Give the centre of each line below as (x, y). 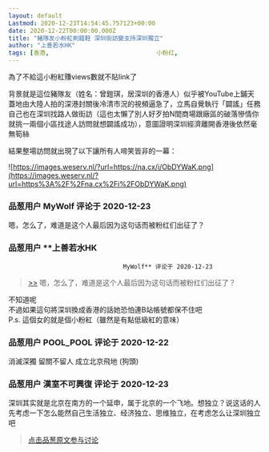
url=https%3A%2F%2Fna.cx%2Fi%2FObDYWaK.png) (97, 184)
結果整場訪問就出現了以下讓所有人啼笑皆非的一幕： (92, 151)
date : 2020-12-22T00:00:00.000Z (62, 30)
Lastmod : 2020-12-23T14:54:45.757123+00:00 (82, 23)
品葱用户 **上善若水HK (53, 248)
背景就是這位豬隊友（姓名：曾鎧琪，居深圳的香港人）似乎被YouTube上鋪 (128, 94)
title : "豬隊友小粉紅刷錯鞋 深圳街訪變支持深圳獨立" (86, 38)
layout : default (35, 16)
